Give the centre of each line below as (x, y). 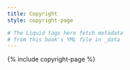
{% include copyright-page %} (51, 59)
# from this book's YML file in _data (64, 39)
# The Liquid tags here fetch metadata (65, 33)
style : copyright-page (40, 20)
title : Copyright (32, 14)
